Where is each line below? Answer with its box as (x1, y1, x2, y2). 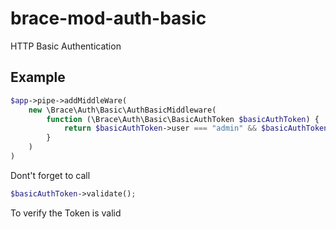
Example (10, 69, 66, 86)
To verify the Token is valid (10, 207, 122, 219)
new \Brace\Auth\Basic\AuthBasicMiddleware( (28, 105, 217, 115)
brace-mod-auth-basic (10, 7, 207, 30)
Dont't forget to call (10, 169, 91, 181)
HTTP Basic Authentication (10, 40, 122, 52)
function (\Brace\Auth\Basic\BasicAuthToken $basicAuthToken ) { (46, 114, 320, 124)
